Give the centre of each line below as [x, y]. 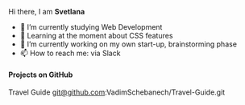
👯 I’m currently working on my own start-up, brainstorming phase [129, 44]
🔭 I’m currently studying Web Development [91, 27]
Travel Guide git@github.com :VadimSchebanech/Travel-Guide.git [117, 92]
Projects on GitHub [41, 75]
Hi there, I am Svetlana [47, 12]
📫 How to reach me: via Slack [70, 53]
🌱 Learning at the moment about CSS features [96, 36]
